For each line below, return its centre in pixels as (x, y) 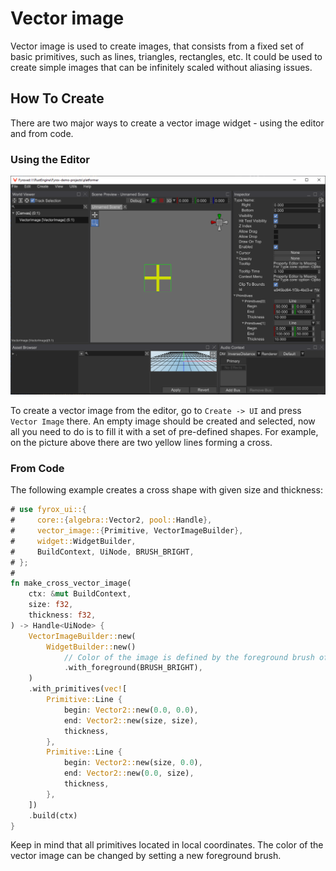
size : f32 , (51, 605)
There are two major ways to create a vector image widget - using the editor (167, 123)
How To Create (57, 98)
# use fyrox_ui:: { (48, 510)
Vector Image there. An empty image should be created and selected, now (163, 421)
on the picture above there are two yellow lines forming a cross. (141, 442)
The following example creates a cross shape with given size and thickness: (166, 490)
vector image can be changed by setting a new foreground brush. (146, 856)
